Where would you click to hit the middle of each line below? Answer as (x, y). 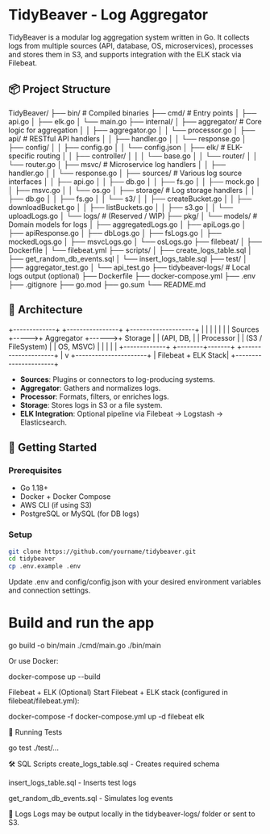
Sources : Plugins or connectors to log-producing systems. (117, 379)
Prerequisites (35, 470)
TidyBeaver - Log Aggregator (108, 15)
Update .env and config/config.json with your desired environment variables (135, 582)
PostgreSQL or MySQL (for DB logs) (79, 513)
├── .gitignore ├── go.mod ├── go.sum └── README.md (107, 284)
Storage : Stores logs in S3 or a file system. (91, 404)
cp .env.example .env (45, 567)
